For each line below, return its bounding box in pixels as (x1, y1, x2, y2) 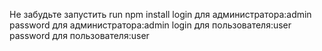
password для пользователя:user (9, 30, 150, 41)
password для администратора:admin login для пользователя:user (9, 19, 292, 31)
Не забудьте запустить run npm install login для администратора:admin (9, 9, 312, 20)
